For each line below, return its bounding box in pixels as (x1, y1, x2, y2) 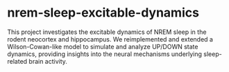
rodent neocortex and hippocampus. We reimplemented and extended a (7, 35, 214, 43)
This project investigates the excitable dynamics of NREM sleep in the (7, 28, 207, 36)
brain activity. (28, 57, 68, 65)
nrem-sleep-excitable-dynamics (7, 5, 200, 21)
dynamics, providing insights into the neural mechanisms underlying (7, 50, 203, 58)
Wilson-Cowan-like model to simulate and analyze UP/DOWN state (7, 42, 198, 51)
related (7, 57, 28, 65)
